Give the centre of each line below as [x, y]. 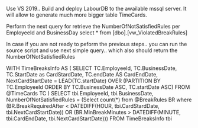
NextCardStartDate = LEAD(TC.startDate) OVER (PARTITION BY [83, 81]
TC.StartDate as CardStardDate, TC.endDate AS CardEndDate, [82, 74]
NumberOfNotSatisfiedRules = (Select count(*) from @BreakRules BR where [99, 100]
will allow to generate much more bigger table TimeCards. [77, 15]
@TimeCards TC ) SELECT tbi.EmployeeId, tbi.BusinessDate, [80, 93]
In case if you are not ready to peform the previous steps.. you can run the [97, 44]
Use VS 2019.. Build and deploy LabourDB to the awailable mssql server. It [96, 9]
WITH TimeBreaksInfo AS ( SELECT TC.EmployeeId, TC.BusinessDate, [92, 68]
